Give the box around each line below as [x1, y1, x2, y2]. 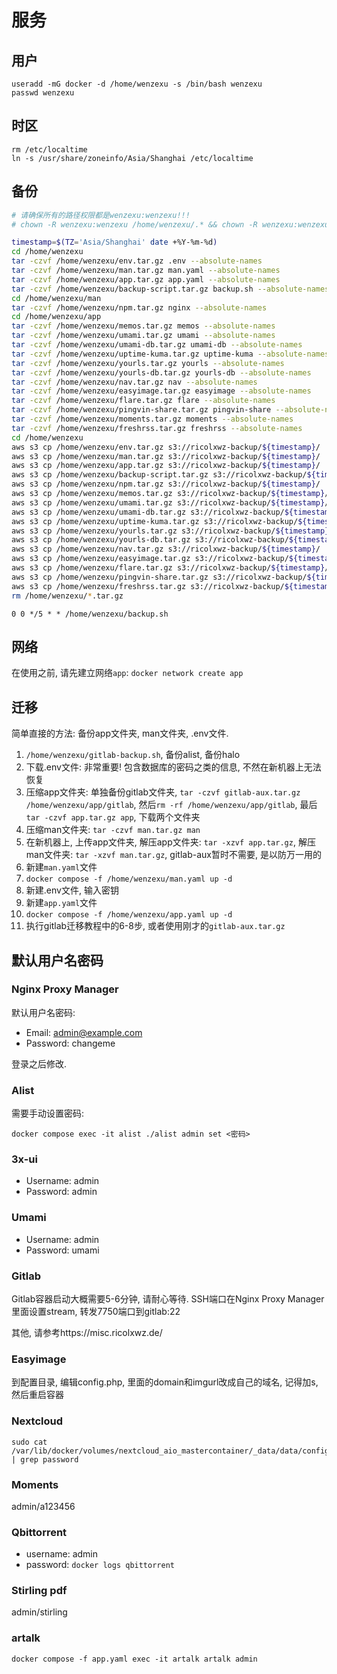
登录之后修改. [11, 1057, 68, 1070]
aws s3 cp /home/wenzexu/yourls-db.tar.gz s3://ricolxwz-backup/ [11, 535, 289, 545]
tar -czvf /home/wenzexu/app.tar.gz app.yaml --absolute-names [11, 274, 281, 285]
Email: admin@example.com [25, 1026, 143, 1038]
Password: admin [25, 1186, 98, 1198]
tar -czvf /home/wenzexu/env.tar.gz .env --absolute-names [11, 256, 263, 266]
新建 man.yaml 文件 [25, 861, 98, 873]
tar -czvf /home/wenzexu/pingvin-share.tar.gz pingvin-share [11, 405, 272, 415]
